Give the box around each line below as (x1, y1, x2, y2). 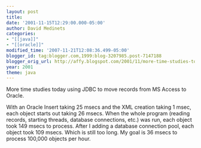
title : (6, 14, 23, 20)
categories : (6, 31, 36, 37)
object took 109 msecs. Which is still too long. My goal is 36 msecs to (6, 129, 178, 136)
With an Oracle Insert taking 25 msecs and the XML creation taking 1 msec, (6, 103, 191, 111)
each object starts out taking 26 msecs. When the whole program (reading (6, 110, 190, 117)
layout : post (6, 8, 39, 15)
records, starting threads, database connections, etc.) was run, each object (6, 116, 193, 124)
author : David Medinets (6, 25, 66, 32)
